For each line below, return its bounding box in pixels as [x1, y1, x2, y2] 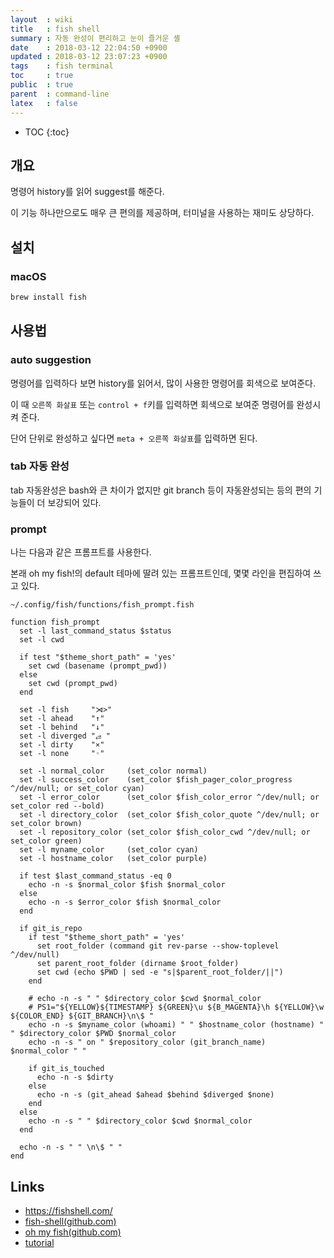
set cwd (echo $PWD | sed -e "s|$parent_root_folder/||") [36, 967, 284, 978]
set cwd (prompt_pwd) [28, 679, 118, 689]
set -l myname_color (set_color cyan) [19, 845, 199, 855]
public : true [10, 80, 74, 90]
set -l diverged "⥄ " [19, 731, 111, 741]
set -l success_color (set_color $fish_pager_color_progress [19, 775, 293, 785]
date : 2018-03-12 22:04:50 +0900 [10, 42, 168, 53]
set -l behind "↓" [19, 722, 105, 733]
